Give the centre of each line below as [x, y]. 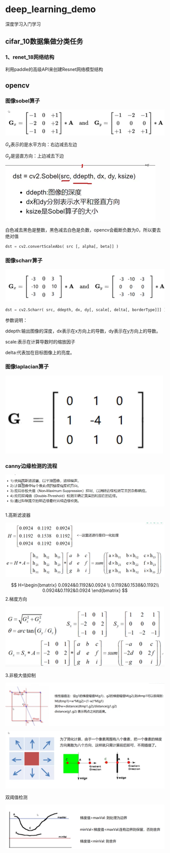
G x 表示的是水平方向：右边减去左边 [41, 145]
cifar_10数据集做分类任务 [44, 42]
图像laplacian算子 [27, 367]
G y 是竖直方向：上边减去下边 [35, 157]
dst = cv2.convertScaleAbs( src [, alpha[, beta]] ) [62, 247]
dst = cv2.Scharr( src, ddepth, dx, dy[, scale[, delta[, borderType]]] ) [86, 310]
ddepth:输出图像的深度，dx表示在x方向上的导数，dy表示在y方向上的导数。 [83, 331]
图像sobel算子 [23, 101]
